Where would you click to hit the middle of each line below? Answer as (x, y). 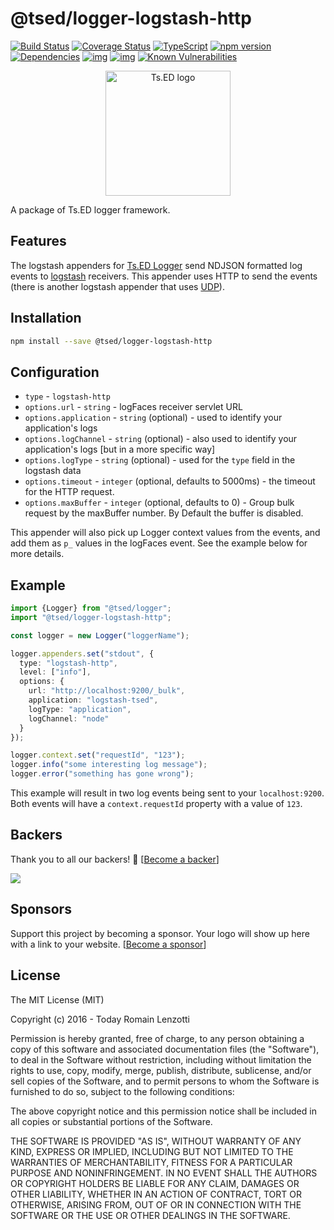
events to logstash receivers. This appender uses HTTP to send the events (164, 276)
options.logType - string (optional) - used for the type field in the (160, 460)
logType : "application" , (80, 709)
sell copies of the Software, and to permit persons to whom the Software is (165, 1081)
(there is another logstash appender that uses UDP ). (117, 286)
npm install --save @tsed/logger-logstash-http (111, 341)
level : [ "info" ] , (55, 672)
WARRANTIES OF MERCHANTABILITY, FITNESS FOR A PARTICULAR (151, 1162)
